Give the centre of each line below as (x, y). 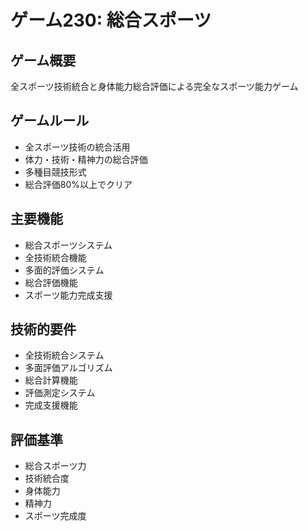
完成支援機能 (51, 405)
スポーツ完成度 (55, 516)
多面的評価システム (64, 270)
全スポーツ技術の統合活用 (77, 147)
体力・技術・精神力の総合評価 (86, 159)
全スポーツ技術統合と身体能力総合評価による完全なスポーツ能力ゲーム (154, 86)
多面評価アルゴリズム (68, 368)
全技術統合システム (64, 355)
